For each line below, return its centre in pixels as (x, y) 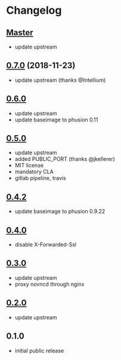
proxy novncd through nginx (49, 284)
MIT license (29, 166)
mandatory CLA (34, 172)
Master (20, 33)
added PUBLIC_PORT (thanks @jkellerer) (65, 159)
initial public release (39, 350)
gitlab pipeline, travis (41, 178)
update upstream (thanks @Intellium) (60, 80)
